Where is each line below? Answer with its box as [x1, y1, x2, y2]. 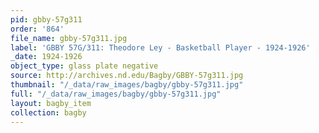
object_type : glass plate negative [10, 61, 159, 71]
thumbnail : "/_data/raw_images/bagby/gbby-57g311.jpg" [10, 80, 244, 90]
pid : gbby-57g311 [10, 14, 83, 25]
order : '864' [10, 24, 65, 34]
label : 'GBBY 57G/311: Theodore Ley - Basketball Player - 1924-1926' [10, 42, 311, 53]
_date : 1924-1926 [10, 52, 83, 62]
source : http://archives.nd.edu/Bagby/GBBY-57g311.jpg [10, 71, 244, 81]
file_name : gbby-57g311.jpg [10, 33, 128, 43]
